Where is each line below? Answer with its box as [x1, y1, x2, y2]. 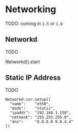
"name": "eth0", [10, 101, 51, 107]
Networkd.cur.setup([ [5, 97, 51, 102]
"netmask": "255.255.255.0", [10, 115, 71, 120]
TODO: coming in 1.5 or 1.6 [5, 20, 63, 26]
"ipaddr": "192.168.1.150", [10, 110, 71, 115]
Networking [5, 4, 57, 15]
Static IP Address [5, 73, 61, 82]
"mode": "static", [10, 105, 56, 111]
